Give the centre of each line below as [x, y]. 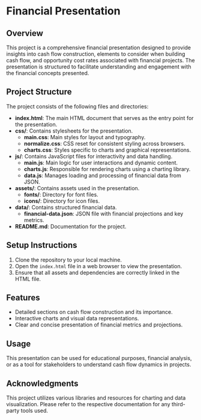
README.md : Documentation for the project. [70, 226]
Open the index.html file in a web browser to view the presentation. [98, 266]
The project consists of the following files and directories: [77, 106]
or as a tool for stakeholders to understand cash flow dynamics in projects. [99, 365]
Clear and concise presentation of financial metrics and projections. [99, 325]
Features [23, 298]
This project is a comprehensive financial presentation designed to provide [99, 47]
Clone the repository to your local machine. [68, 260]
